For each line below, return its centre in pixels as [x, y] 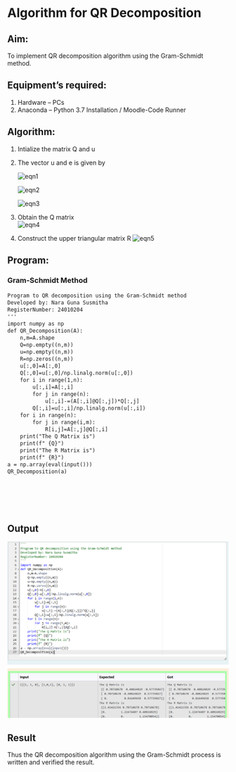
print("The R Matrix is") [58, 451]
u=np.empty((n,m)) [47, 352]
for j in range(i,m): [64, 423]
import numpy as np [36, 324]
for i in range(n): [48, 416]
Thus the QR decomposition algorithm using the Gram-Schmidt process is [114, 755]
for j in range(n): [61, 394]
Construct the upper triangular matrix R [74, 238]
